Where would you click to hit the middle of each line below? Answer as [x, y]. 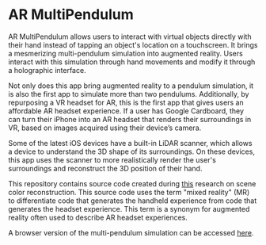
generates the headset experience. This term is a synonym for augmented [129, 209]
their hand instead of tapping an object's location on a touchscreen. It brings [133, 44]
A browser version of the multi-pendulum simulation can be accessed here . [131, 232]
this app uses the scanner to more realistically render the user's [112, 159]
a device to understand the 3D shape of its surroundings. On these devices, [132, 151]
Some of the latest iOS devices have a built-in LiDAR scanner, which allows [130, 143]
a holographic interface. [47, 70]
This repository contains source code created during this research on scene [132, 183]
